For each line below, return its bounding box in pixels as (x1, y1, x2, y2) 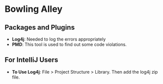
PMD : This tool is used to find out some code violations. (11, 42, 127, 47)
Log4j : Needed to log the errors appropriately (11, 36, 106, 42)
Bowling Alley (4, 3, 63, 15)
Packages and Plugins (4, 23, 75, 32)
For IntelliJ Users (4, 56, 58, 64)
